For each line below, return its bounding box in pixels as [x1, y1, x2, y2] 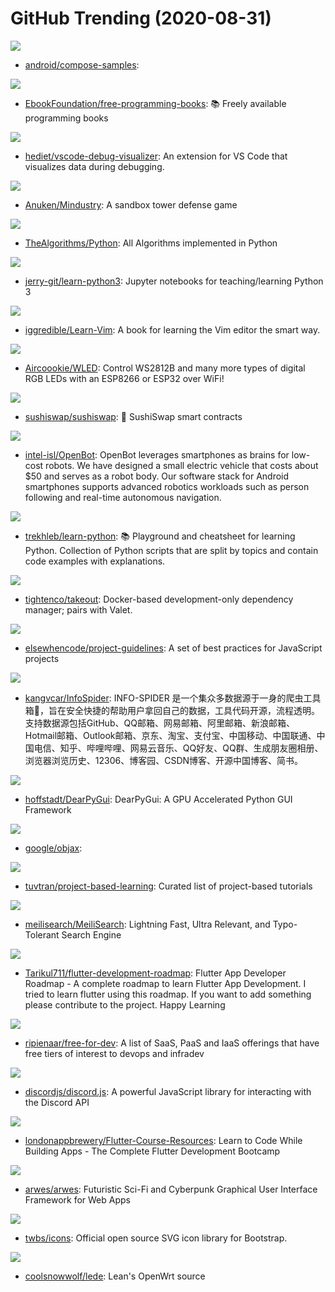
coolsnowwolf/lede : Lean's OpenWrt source [24, 1270, 206, 1282]
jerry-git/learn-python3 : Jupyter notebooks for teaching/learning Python [24, 275, 324, 287]
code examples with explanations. [24, 555, 166, 567]
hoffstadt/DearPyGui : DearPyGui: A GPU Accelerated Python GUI [24, 793, 293, 805]
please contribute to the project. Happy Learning [24, 998, 226, 1011]
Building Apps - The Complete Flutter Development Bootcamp [24, 1145, 281, 1157]
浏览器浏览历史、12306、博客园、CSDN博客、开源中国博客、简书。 [24, 754, 304, 766]
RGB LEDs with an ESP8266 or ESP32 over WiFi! [24, 372, 225, 384]
